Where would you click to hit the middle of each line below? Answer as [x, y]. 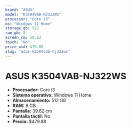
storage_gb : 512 [22, 28]
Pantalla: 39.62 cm [32, 111]
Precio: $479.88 [29, 122]
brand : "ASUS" [20, 10]
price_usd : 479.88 [24, 47]
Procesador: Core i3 [33, 90]
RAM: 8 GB [24, 106]
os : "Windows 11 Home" [29, 24]
